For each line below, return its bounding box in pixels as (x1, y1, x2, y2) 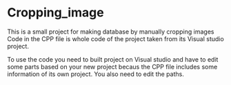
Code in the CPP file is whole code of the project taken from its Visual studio (7, 34, 224, 42)
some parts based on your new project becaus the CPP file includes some (7, 62, 218, 71)
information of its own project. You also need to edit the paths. (7, 70, 184, 78)
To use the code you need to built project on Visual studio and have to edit (7, 55, 219, 63)
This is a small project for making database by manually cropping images (7, 27, 214, 36)
